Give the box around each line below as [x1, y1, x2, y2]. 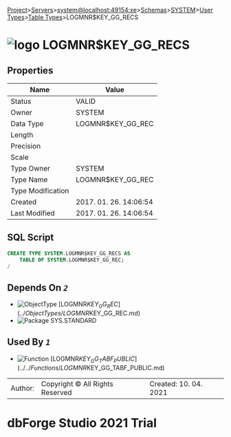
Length [10, 130, 34, 140]
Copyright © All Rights [41, 379, 113, 388]
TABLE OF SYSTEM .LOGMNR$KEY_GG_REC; [19, 256, 125, 264]
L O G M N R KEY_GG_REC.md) [63, 309, 141, 317]
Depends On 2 [7, 281, 69, 293]
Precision [10, 141, 41, 151]
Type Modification [10, 186, 69, 195]
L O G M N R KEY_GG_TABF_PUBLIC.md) [60, 363, 165, 372]
